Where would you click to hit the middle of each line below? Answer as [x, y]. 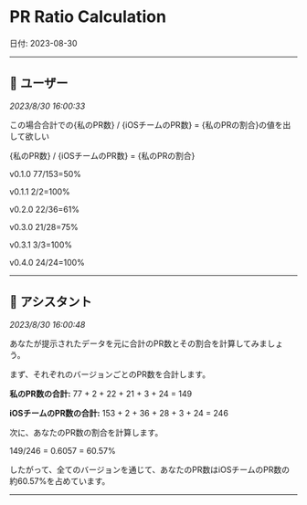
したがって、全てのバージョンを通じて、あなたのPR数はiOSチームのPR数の [150, 469]
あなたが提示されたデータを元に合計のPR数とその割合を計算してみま [138, 343]
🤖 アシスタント [51, 302]
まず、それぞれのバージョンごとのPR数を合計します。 [110, 374]
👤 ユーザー [39, 84]
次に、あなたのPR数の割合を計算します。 [86, 432]
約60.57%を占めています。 [60, 480]
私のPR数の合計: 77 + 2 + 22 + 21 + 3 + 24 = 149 [101, 394]
